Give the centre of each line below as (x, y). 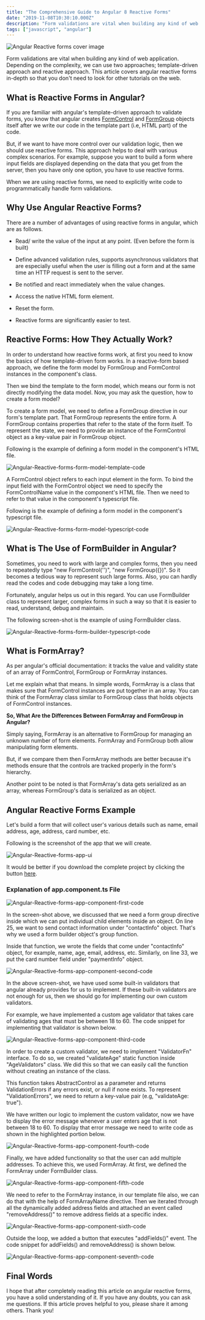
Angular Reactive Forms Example (71, 810)
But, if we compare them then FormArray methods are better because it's (99, 759)
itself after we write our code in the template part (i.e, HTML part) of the (97, 125)
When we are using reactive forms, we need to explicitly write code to (94, 182)
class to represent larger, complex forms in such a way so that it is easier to (102, 601)
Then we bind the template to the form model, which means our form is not (101, 385)
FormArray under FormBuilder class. (52, 1171)
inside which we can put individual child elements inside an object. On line (100, 921)
